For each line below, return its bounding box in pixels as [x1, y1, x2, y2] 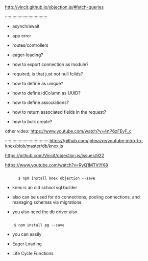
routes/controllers [12, 42, 49, 48]
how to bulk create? [12, 119, 52, 125]
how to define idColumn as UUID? [12, 90, 81, 96]
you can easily [12, 231, 42, 237]
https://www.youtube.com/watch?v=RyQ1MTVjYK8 [5, 162, 108, 168]
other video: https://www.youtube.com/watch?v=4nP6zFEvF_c [5, 128, 132, 134]
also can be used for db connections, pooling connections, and [12, 194, 140, 200]
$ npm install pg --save [14, 223, 65, 228]
